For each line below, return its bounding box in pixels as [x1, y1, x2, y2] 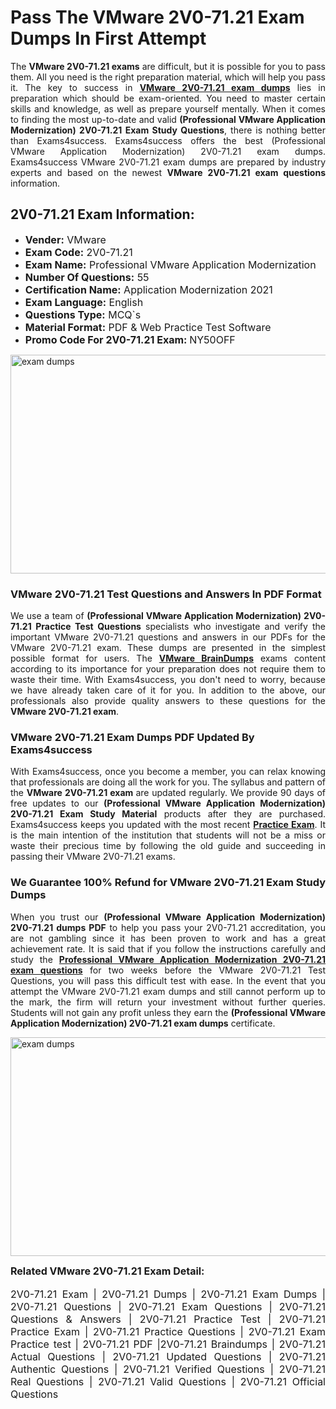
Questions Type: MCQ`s [24, 307, 142, 321]
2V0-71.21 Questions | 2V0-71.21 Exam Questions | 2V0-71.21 [10, 1299, 326, 1313]
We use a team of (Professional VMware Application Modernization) [10, 610, 302, 622]
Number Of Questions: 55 [24, 270, 150, 284]
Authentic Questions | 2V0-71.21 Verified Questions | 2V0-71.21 [10, 1362, 326, 1376]
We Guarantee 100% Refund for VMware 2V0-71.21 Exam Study [10, 876, 326, 890]
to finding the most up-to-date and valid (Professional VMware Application [10, 113, 327, 125]
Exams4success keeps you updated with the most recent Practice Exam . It [10, 819, 326, 831]
